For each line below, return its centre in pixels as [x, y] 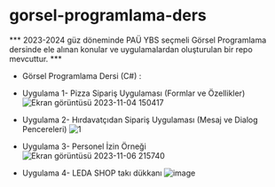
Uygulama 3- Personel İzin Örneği [84, 146]
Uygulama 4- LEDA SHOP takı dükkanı [92, 173]
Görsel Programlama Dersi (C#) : [82, 75]
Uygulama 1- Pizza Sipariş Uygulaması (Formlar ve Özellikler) [134, 93]
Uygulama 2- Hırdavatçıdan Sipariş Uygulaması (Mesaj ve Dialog [140, 120]
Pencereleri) [44, 129]
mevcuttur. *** [35, 58]
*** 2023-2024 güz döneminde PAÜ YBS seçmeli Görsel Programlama [138, 40]
